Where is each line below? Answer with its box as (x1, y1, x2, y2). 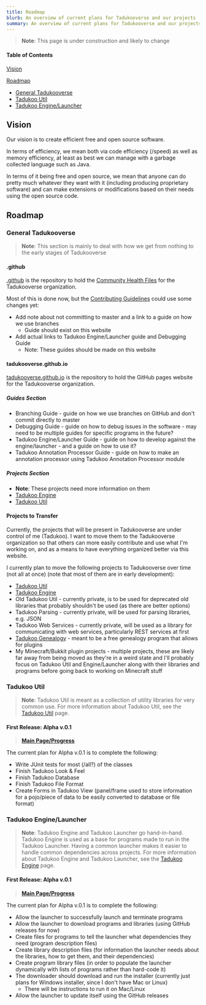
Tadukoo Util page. (21, 709, 69, 716)
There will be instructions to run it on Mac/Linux (24, 985, 145, 992)
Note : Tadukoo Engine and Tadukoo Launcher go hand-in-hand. (21, 829, 184, 837)
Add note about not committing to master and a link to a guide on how (15, 314, 192, 321)
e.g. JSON (15, 615, 42, 622)
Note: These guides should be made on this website (24, 346, 156, 354)
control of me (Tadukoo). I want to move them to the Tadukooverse (6, 532, 175, 540)
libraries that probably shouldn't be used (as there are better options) (15, 602, 191, 609)
